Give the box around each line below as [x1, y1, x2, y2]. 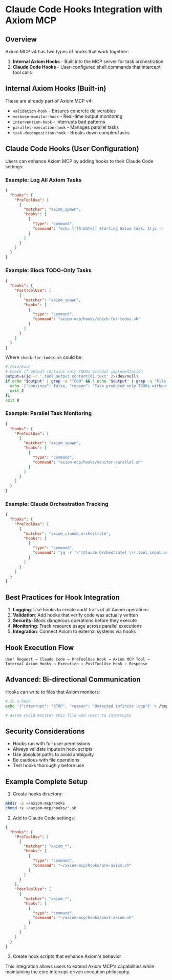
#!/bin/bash [5, 364, 31, 370]
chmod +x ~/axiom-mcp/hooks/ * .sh [5, 805, 77, 811]
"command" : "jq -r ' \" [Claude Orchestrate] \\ [32, 550, 134, 555]
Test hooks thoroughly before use [12, 763, 84, 769]
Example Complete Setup [5, 777, 88, 786]
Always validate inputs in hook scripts [12, 746, 93, 752]
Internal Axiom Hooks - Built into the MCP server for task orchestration [12, 58, 164, 65]
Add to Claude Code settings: [12, 814, 75, 821]
